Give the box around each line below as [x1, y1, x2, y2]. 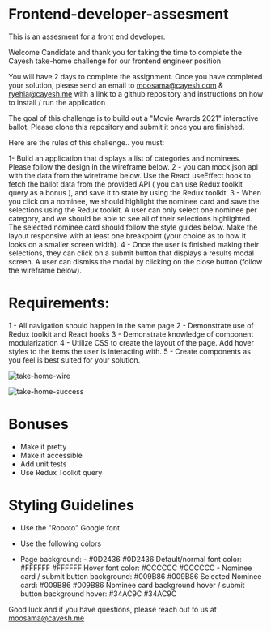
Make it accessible [19, 450, 83, 460]
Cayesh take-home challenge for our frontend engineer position [8, 56, 221, 66]
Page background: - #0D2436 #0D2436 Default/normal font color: [19, 554, 243, 564]
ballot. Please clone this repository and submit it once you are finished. [8, 122, 245, 131]
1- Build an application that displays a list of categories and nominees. [8, 153, 241, 163]
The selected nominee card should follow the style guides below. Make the [8, 222, 258, 232]
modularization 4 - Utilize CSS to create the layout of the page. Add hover [8, 337, 255, 347]
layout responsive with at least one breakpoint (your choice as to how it [8, 230, 247, 240]
